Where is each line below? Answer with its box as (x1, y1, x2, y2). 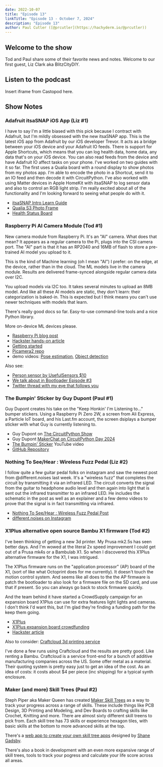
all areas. (5, 757, 23, 763)
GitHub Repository (12, 447, 50, 452)
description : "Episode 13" (5, 20, 60, 26)
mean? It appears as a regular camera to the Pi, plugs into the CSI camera (5, 238, 153, 244)
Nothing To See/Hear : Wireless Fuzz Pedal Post (12, 510, 109, 516)
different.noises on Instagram (12, 515, 72, 521)
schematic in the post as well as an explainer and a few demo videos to (5, 495, 148, 501)
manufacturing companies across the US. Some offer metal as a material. (5, 658, 152, 664)
